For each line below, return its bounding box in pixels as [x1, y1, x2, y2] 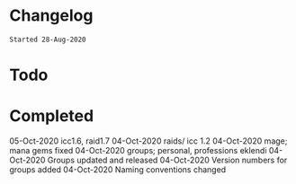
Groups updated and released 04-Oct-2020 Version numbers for [47, 154, 288, 166]
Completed [9, 106, 94, 127]
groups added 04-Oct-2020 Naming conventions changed [9, 164, 227, 175]
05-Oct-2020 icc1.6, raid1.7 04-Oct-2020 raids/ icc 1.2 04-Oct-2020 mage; [9, 136, 288, 146]
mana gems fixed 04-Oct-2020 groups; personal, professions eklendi [9, 145, 267, 156]
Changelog [9, 5, 94, 26]
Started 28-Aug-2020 [9, 35, 87, 44]
